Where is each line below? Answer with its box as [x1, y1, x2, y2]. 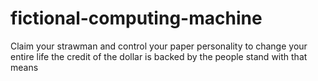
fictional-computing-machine [10, 7, 263, 30]
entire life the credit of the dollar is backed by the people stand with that [10, 50, 308, 62]
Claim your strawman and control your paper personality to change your [10, 40, 308, 52]
